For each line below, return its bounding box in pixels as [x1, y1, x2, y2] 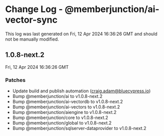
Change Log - [5, 4, 63, 15]
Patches [5, 76, 26, 83]
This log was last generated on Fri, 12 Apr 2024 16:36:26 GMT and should [5, 31, 158, 37]
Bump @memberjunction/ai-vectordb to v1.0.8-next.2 [12, 99, 123, 105]
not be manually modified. [5, 36, 59, 42]
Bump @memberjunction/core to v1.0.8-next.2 [12, 114, 109, 121]
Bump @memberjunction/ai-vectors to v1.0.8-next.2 [12, 104, 120, 110]
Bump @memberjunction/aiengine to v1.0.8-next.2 [12, 109, 117, 115]
